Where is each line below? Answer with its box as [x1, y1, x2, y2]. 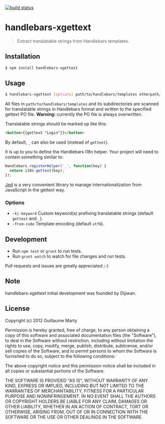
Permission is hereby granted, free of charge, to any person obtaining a [5, 327, 150, 333]
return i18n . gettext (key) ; [9, 168, 65, 173]
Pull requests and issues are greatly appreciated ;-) [5, 263, 109, 269]
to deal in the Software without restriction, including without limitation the [5, 337, 153, 343]
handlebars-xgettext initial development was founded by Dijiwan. [5, 290, 137, 296]
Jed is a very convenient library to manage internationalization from [5, 182, 142, 187]
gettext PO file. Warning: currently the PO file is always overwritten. [5, 111, 143, 118]
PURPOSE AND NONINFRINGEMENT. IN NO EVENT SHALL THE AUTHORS [5, 393, 156, 399]
